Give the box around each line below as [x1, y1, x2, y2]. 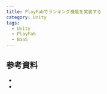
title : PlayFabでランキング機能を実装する [6, 8, 102, 15]
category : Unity [6, 14, 47, 20]
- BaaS [11, 37, 28, 43]
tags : [6, 20, 20, 26]
